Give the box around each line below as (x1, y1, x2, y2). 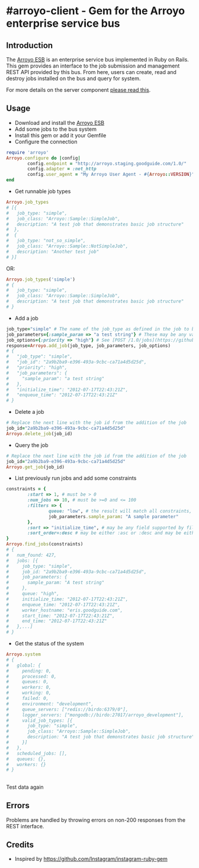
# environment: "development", (6, 700, 94, 707)
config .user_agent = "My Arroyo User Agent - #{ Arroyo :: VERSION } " (27, 172, 195, 178)
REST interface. (6, 822, 44, 830)
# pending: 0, (6, 668, 52, 674)
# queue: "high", (6, 591, 60, 597)
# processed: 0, (6, 673, 57, 679)
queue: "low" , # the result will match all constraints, (48, 508, 192, 514)
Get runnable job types (14, 188, 71, 195)
